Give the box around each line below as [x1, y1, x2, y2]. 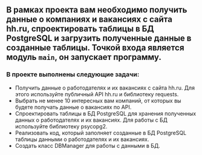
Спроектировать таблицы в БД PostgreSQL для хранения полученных [15, 110, 197, 117]
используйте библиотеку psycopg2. [15, 122, 108, 130]
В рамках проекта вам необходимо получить [6, 5, 187, 15]
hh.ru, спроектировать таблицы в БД [6, 24, 154, 34]
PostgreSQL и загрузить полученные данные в [6, 33, 192, 44]
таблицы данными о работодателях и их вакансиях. [15, 136, 149, 143]
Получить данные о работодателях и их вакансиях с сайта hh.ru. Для [15, 84, 195, 91]
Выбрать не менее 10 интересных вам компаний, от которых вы [15, 97, 181, 104]
